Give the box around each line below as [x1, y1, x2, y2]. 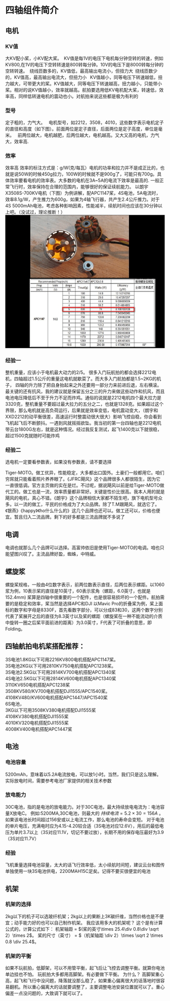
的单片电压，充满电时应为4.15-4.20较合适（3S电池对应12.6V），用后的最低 [5, 823, 159, 829]
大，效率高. [5, 139, 29, 145]
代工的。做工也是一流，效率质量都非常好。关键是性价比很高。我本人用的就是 [5, 489, 165, 495]
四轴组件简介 [5, 5, 59, 16]
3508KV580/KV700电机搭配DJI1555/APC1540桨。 [5, 688, 110, 694]
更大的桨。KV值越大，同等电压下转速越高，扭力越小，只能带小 [31, 80, 162, 87]
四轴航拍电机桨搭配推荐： [5, 642, 85, 651]
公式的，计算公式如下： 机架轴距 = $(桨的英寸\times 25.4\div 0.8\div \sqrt [5, 926, 159, 932]
